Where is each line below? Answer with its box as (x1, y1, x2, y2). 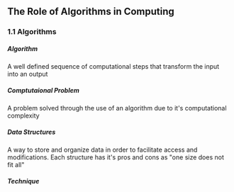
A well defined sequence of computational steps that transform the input (7, 62, 220, 71)
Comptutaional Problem (7, 86, 79, 94)
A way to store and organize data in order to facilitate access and (7, 145, 198, 154)
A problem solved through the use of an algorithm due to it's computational (7, 104, 227, 113)
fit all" (7, 161, 25, 169)
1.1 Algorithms (7, 27, 57, 37)
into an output (7, 70, 48, 79)
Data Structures (7, 128, 56, 136)
